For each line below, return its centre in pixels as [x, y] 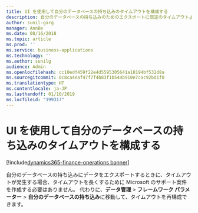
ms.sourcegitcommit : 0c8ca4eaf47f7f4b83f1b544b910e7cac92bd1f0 [85, 78]
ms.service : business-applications [50, 50]
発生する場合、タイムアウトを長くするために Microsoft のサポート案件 [102, 182]
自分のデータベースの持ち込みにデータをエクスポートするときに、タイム [94, 175]
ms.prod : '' [21, 45]
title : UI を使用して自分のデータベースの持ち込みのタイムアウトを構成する [87, 12]
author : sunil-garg [30, 22]
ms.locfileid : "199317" [35, 99]
